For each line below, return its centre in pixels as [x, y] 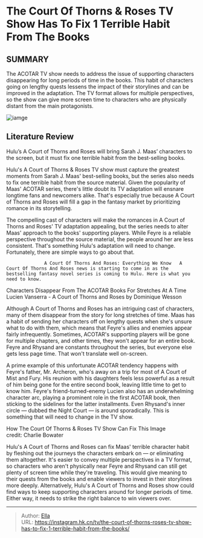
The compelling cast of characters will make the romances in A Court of [96, 220]
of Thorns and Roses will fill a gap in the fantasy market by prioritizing [93, 202]
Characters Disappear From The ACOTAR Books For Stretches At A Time [96, 290]
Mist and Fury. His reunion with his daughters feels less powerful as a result [101, 378]
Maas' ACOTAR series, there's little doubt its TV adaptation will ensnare [95, 188]
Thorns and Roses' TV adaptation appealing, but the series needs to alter [97, 226]
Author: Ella [35, 516]
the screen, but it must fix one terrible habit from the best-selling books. [96, 158]
